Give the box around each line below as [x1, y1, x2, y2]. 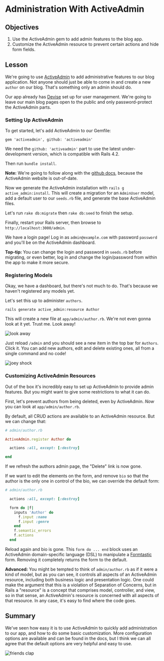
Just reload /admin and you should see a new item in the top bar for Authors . [5, 340, 159, 346]
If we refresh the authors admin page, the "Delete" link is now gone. [5, 463, 142, 469]
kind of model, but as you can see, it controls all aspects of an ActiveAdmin [5, 571, 157, 577]
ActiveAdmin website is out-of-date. [5, 176, 78, 181]
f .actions [14, 533, 34, 538]
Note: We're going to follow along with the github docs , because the [5, 170, 143, 176]
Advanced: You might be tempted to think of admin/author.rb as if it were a [5, 566, 158, 572]
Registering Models [5, 272, 53, 279]
